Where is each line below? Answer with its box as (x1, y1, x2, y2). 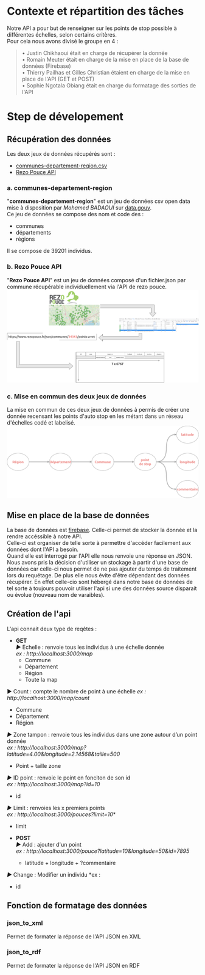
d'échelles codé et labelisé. (7, 419, 75, 426)
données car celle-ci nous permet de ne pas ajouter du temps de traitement (7, 565, 197, 572)
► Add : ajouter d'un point (15, 841, 82, 848)
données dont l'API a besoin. (7, 546, 78, 553)
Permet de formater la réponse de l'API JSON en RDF (7, 962, 141, 969)
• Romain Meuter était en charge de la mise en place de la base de (21, 56, 189, 63)
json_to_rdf (7, 948, 41, 957)
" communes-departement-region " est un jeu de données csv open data (7, 197, 190, 205)
